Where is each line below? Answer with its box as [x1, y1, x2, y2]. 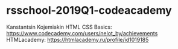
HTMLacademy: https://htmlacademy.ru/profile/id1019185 [6, 36, 149, 43]
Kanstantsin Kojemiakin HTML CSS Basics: [6, 23, 113, 30]
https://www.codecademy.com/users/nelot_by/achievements [6, 29, 158, 36]
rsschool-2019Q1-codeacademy [6, 4, 172, 17]
